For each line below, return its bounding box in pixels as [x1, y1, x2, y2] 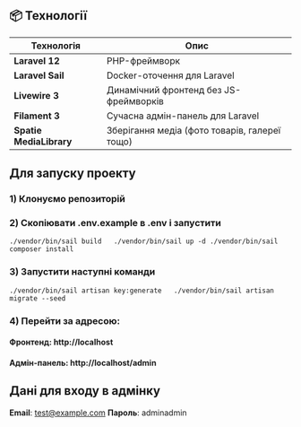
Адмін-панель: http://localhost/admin [9, 357, 157, 368]
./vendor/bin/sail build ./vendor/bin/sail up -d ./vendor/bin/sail [9, 237, 279, 246]
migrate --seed [9, 293, 66, 303]
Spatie [13, 124, 42, 136]
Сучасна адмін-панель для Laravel [106, 109, 260, 122]
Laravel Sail [13, 69, 64, 82]
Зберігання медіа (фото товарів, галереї [106, 124, 281, 136]
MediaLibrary [13, 135, 73, 147]
